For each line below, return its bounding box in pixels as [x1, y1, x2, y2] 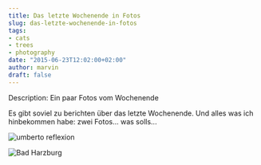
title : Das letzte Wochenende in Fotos [8, 11, 141, 20]
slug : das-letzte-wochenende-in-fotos [8, 19, 137, 27]
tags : [8, 26, 26, 34]
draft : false [8, 71, 52, 79]
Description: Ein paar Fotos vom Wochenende [8, 92, 160, 102]
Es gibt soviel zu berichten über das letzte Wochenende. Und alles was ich [8, 108, 254, 118]
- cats [8, 33, 30, 42]
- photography [8, 49, 56, 57]
